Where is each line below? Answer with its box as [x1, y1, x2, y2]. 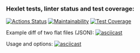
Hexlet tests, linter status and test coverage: [6, 5, 135, 13]
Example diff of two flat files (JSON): [6, 29, 94, 36]
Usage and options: [6, 40, 54, 48]
